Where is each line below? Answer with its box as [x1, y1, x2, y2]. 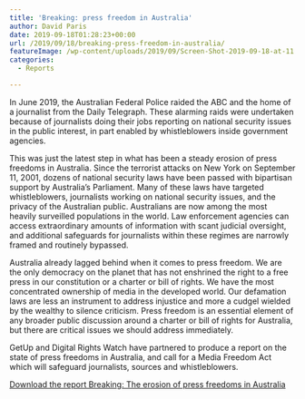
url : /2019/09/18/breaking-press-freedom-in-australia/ [9, 38, 225, 48]
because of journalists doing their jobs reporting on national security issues [9, 115, 292, 127]
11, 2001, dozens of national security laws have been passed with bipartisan [9, 171, 292, 182]
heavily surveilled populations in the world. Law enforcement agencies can [9, 210, 290, 221]
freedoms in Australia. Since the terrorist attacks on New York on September [9, 162, 296, 173]
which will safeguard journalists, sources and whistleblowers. [9, 361, 239, 372]
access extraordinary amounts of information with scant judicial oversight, [9, 219, 287, 231]
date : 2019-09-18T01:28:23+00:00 [9, 30, 136, 39]
